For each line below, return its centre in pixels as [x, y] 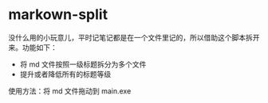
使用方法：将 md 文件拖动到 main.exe [70, 91]
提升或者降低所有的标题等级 [65, 74]
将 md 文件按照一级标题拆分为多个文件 [83, 64]
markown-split [58, 15]
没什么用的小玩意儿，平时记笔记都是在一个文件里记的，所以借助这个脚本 [127, 37]
